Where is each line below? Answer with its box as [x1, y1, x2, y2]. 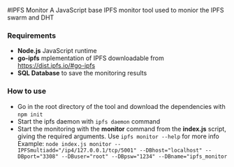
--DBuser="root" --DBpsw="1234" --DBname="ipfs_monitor [61, 153, 228, 160]
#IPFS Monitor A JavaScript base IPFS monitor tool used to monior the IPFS [7, 6, 225, 14]
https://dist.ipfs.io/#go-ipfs [17, 61, 96, 70]
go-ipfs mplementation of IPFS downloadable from [17, 54, 164, 62]
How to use [7, 87, 47, 96]
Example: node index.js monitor [17, 139, 112, 147]
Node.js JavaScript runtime [17, 47, 97, 55]
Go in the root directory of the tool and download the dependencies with [17, 102, 226, 110]
